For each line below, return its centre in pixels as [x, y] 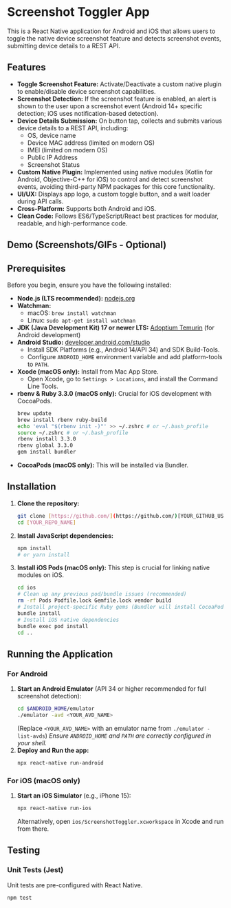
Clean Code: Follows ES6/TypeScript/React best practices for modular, [118, 216]
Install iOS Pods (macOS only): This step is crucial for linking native [113, 568]
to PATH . [38, 364]
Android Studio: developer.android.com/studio [84, 342]
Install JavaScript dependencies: [65, 536]
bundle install [39, 613]
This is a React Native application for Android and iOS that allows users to [111, 31]
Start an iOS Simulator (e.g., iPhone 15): [74, 796]
